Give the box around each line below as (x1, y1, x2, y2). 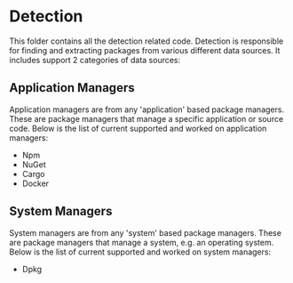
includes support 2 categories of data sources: (9, 54, 181, 65)
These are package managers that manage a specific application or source (9, 113, 284, 124)
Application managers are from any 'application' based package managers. (9, 104, 285, 115)
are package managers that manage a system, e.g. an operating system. (9, 237, 274, 247)
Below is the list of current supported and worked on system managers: (9, 247, 272, 257)
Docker (21, 178, 50, 189)
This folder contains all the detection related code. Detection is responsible (9, 36, 284, 46)
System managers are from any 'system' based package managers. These (9, 227, 282, 238)
